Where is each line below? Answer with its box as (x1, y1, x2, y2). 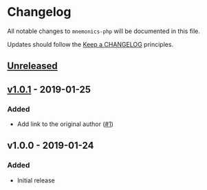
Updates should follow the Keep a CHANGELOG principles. (7, 40, 174, 48)
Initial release (17, 176, 55, 184)
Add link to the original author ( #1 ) (17, 120, 113, 128)
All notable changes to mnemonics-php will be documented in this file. (7, 27, 201, 35)
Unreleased (7, 60, 58, 72)
